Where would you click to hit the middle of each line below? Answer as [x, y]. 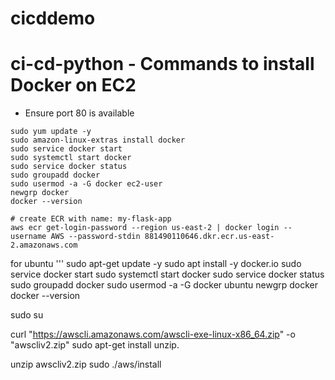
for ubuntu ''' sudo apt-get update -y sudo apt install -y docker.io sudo [156, 264]
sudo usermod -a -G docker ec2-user [86, 184]
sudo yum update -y [51, 132]
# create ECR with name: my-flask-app [91, 219]
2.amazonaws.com [44, 245]
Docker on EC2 [73, 85]
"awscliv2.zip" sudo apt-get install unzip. [95, 345]
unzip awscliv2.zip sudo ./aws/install [86, 364]
